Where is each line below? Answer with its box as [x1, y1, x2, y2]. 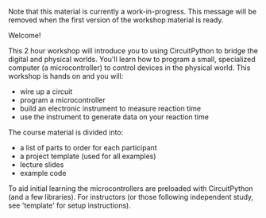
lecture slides [19, 160, 64, 169]
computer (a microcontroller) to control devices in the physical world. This [8, 63, 251, 72]
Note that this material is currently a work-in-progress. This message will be [8, 7, 256, 16]
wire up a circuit [19, 87, 73, 96]
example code [19, 169, 67, 177]
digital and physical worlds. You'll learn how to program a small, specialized [8, 55, 256, 64]
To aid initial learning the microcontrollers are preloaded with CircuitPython [8, 184, 253, 193]
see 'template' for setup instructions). [8, 200, 131, 210]
